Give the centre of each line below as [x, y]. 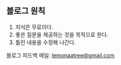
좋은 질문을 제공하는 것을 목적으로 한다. [62, 34]
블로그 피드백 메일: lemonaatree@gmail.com [61, 55]
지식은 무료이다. [34, 27]
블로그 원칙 [26, 11]
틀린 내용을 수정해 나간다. [46, 42]
